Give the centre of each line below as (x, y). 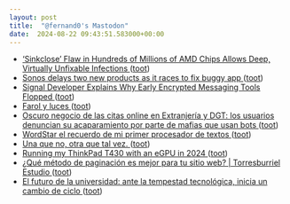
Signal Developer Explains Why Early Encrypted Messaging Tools (141, 87)
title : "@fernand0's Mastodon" (69, 26)
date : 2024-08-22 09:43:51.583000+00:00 (87, 34)
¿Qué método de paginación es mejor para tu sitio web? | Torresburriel (151, 163)
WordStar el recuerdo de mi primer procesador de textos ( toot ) (137, 135)
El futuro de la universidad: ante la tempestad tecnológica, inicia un (145, 182)
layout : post (33, 17)
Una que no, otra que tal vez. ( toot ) (86, 144)
